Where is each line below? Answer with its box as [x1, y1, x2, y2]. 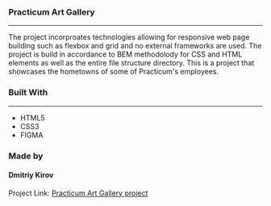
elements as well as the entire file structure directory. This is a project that [8, 58, 255, 68]
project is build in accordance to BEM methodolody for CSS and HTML [8, 49, 243, 59]
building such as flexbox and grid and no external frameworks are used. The [8, 41, 262, 51]
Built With [8, 87, 48, 99]
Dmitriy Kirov [8, 170, 54, 180]
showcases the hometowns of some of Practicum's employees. [8, 67, 219, 77]
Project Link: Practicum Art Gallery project [8, 188, 148, 198]
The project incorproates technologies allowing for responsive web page [8, 32, 250, 42]
